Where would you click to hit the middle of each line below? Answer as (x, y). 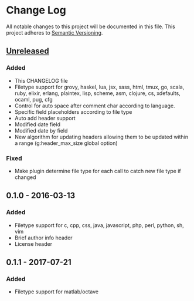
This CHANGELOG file (41, 80)
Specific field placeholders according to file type (73, 111)
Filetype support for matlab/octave (57, 292)
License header (33, 243)
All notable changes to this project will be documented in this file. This (91, 26)
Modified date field (37, 124)
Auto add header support (45, 118)
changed (25, 177)
